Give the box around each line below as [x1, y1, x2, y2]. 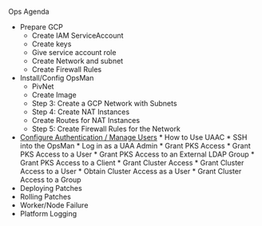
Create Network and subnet [31, 56, 124, 65]
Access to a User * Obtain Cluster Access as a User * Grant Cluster [19, 167, 242, 176]
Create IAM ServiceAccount [31, 31, 124, 40]
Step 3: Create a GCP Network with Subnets [31, 99, 177, 108]
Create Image [31, 90, 77, 99]
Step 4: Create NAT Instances [31, 107, 130, 117]
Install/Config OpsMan [19, 73, 94, 82]
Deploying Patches [19, 184, 82, 192]
